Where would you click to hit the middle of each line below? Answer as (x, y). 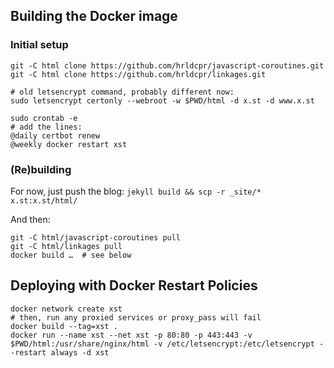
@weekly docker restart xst (69, 144)
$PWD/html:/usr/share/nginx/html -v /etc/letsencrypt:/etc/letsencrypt (162, 344)
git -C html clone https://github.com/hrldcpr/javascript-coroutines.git (167, 65)
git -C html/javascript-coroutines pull (96, 237)
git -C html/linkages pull (66, 246)
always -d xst (80, 352)
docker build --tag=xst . (64, 326)
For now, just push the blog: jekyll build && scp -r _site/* (136, 191)
